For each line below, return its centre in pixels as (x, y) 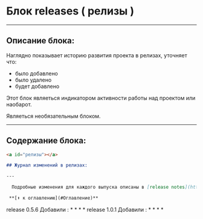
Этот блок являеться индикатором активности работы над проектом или (101, 98)
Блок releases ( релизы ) (70, 11)
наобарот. (19, 104)
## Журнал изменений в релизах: (47, 165)
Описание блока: (40, 41)
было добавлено (37, 73)
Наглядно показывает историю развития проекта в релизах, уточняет (97, 55)
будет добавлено (37, 86)
